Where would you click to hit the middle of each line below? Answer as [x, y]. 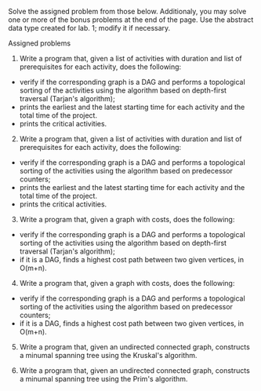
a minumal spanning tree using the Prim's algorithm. [103, 379]
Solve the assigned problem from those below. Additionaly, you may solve [127, 11]
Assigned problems [40, 43]
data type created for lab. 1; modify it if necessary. [89, 28]
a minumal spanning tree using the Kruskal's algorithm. [108, 355]
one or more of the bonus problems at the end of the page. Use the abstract [131, 20]
